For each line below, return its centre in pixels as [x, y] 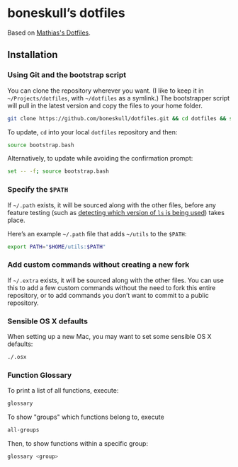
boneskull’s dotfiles [66, 13]
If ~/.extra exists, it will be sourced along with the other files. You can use [116, 280]
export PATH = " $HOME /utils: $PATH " [57, 247]
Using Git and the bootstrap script [67, 75]
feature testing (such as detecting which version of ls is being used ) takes [116, 212]
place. [17, 220]
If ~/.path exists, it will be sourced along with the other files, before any [112, 205]
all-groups [23, 430]
